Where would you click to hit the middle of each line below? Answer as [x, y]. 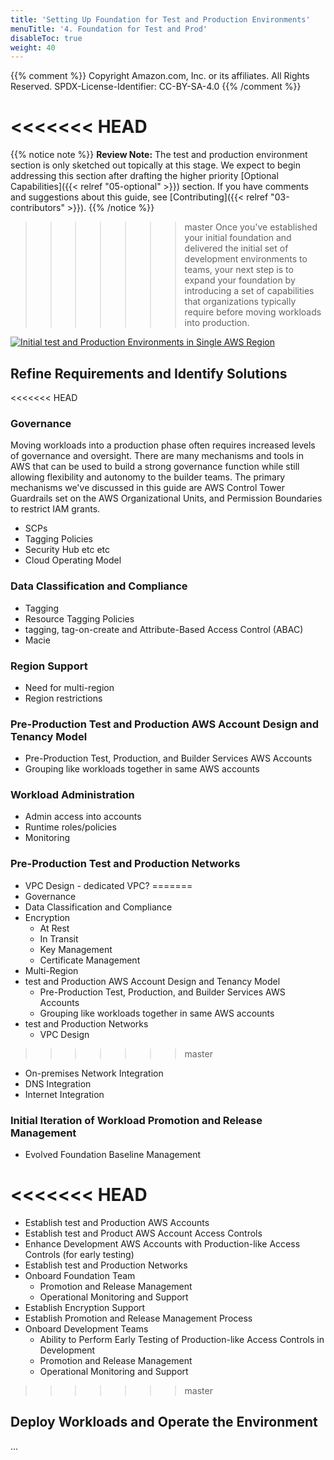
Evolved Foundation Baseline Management [112, 1155]
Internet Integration [64, 1094]
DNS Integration [58, 1083]
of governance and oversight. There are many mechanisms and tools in [157, 456]
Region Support [49, 666]
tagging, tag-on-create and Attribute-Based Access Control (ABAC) [164, 629]
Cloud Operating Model [73, 560]
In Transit [59, 938]
